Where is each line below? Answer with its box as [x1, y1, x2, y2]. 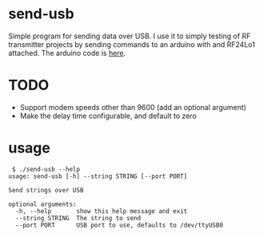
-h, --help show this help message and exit [15, 207, 188, 215]
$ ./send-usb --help [11, 165, 81, 173]
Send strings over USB [8, 186, 84, 194]
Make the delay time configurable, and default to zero [19, 111, 197, 120]
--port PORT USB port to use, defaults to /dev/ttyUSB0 [15, 221, 224, 229]
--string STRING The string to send [15, 214, 141, 222]
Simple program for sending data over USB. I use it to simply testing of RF [8, 31, 251, 41]
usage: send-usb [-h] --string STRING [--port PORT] [8, 172, 188, 180]
